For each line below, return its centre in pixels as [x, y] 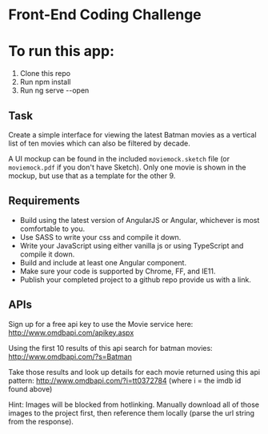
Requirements [44, 201]
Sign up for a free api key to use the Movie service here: [101, 324]
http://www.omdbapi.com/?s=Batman [70, 356]
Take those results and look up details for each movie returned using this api [134, 372]
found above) [30, 388]
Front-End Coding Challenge [105, 15]
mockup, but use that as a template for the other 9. [92, 175]
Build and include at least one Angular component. [103, 262]
